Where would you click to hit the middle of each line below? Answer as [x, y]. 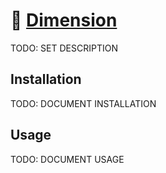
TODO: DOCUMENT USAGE [67, 159]
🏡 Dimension [64, 20]
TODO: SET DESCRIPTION [64, 48]
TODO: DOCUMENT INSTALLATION [83, 103]
